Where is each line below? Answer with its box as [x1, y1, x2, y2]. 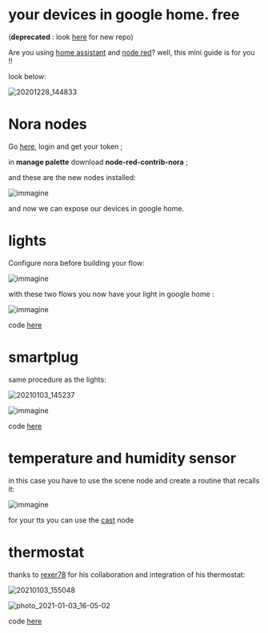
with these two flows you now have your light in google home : [8, 289, 214, 298]
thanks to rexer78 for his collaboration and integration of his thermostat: [8, 570, 246, 579]
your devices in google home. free [8, 6, 240, 24]
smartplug [8, 348, 79, 366]
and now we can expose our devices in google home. [8, 203, 185, 213]
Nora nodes [8, 115, 88, 134]
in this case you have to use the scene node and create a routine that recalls [8, 475, 260, 485]
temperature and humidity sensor [8, 449, 237, 467]
